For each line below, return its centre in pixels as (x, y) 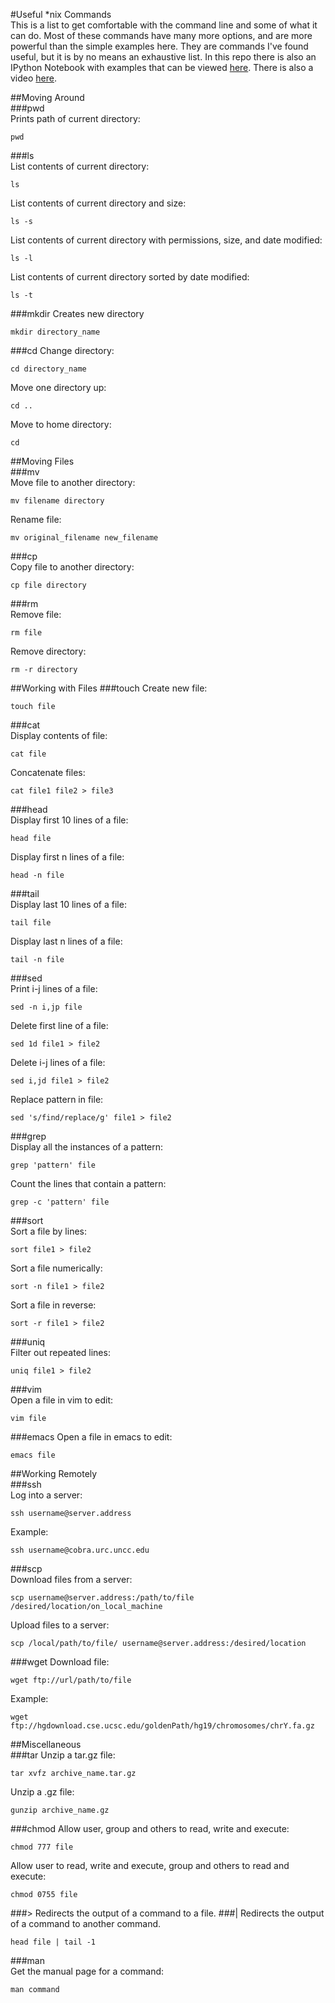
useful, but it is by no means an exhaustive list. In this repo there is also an (163, 57)
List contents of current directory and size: (98, 203)
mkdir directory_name (55, 332)
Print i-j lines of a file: (54, 988)
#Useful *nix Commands (61, 14)
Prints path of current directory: (75, 118)
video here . (34, 78)
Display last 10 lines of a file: (68, 904)
